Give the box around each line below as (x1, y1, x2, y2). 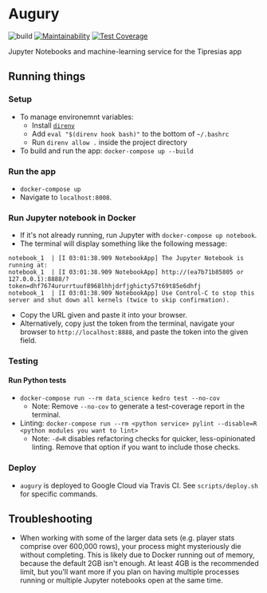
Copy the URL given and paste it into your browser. (19, 310, 187, 320)
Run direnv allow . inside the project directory (31, 137, 187, 147)
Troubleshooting (8, 512, 93, 526)
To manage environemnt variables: (19, 112, 134, 121)
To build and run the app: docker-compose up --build (19, 145, 194, 156)
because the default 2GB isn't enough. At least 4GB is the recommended (19, 559, 259, 568)
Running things (8, 69, 86, 84)
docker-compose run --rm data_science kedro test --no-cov (19, 394, 221, 403)
